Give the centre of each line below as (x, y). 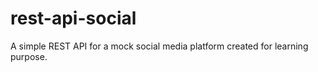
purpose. (29, 56)
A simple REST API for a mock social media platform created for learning (159, 46)
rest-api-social (73, 18)
